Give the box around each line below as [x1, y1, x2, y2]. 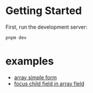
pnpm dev [5, 35, 27, 40]
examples [5, 54, 54, 68]
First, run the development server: [5, 23, 88, 30]
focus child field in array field [13, 80, 85, 87]
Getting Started [5, 4, 82, 18]
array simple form [13, 74, 57, 81]
